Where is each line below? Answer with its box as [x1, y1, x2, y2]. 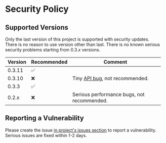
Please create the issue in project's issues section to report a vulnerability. [5, 127, 157, 133]
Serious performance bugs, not [72, 91, 145, 97]
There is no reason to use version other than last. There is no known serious [5, 42, 160, 48]
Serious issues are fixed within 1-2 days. [5, 132, 87, 138]
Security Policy [5, 3, 69, 15]
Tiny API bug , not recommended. [72, 75, 149, 82]
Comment [103, 58, 127, 65]
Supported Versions [5, 23, 68, 32]
